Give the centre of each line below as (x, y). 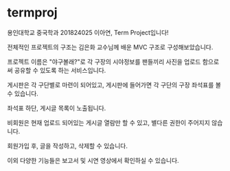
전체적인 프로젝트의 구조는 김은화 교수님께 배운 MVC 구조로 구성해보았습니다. (110, 47)
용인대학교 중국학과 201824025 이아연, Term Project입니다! (88, 32)
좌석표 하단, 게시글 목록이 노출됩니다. (57, 108)
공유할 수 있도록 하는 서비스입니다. (60, 70)
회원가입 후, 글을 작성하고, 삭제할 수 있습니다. (68, 146)
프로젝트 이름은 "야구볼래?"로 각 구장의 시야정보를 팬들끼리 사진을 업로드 (104, 61)
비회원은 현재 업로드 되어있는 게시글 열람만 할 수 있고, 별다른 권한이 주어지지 (109, 122)
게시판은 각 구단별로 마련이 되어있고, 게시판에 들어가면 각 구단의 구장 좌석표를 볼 (114, 84)
